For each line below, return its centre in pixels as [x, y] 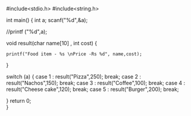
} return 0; [19, 101]
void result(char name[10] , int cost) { [51, 43]
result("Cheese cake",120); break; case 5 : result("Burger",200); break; [93, 89]
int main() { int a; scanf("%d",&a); [47, 20]
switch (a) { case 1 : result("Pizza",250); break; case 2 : [74, 76]
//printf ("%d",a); [27, 32]
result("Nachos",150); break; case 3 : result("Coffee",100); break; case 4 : [96, 83]
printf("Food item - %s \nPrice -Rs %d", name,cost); [74, 54]
